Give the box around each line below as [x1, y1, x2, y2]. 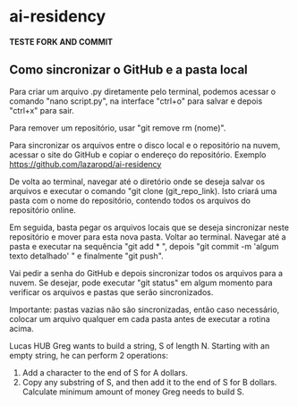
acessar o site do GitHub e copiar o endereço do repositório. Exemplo [9, 149, 267, 160]
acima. [9, 323, 34, 334]
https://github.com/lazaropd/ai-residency [9, 158, 162, 169]
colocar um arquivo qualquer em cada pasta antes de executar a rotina [9, 313, 270, 324]
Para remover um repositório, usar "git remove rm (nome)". [9, 123, 226, 133]
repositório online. [9, 204, 76, 216]
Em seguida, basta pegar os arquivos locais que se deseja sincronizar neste [9, 222, 289, 233]
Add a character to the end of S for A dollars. [21, 367, 188, 377]
